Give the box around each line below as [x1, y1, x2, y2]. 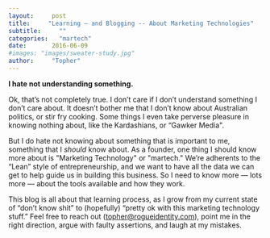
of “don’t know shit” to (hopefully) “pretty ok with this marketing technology [8, 203, 260, 212]
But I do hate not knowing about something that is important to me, [8, 136, 231, 145]
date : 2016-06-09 [8, 42, 89, 50]
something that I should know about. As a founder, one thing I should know [8, 144, 257, 154]
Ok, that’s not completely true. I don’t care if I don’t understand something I [8, 94, 258, 104]
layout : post [8, 11, 67, 20]
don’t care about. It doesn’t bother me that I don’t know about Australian [8, 102, 248, 113]
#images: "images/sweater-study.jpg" [8, 49, 135, 57]
